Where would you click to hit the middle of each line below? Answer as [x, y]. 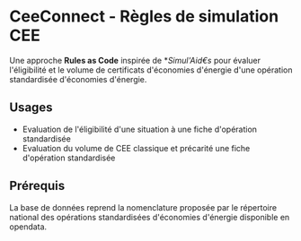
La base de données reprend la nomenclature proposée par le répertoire [143, 207]
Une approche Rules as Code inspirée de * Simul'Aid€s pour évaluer [135, 60]
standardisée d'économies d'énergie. [78, 79]
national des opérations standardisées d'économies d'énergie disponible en [150, 217]
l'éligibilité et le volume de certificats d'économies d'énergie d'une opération [151, 70]
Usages [31, 108]
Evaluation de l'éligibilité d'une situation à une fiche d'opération [140, 129]
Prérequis [37, 186]
